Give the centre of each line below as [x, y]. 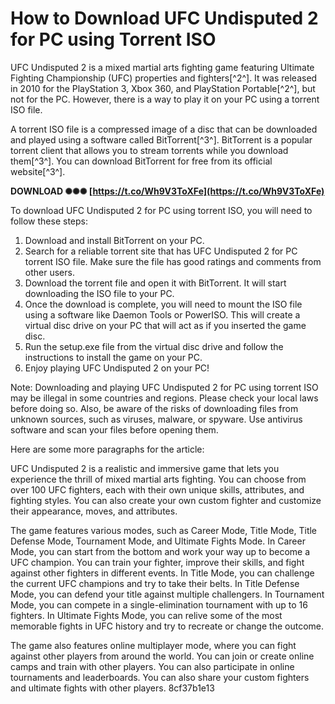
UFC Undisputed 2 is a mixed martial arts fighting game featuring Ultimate [162, 67]
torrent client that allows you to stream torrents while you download [149, 150]
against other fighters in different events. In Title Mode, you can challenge [162, 573]
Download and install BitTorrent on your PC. [114, 240]
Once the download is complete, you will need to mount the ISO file [163, 304]
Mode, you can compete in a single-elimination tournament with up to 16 [159, 604]
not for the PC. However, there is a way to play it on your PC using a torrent [165, 99]
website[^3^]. [38, 171]
